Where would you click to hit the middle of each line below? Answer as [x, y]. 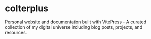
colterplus [27, 9]
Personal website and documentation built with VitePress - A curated [76, 22]
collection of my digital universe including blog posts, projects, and [74, 27]
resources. [16, 32]
